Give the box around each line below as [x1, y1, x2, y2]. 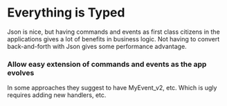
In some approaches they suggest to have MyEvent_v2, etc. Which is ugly [7, 84, 217, 92]
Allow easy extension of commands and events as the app [7, 59, 207, 69]
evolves [7, 67, 35, 77]
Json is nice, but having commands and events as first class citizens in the [7, 28, 220, 36]
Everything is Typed [7, 5, 125, 21]
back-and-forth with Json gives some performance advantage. [7, 42, 187, 50]
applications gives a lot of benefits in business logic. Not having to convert [7, 34, 220, 43]
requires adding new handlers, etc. [7, 91, 107, 99]
